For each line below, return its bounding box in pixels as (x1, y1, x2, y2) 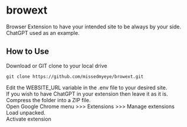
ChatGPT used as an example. (6, 29, 80, 36)
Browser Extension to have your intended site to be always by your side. (6, 23, 182, 30)
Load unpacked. (6, 109, 46, 116)
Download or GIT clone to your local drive (6, 62, 107, 69)
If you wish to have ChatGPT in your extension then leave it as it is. (6, 90, 168, 97)
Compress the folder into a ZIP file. (6, 96, 91, 103)
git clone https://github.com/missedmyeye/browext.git (6, 73, 144, 80)
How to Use (6, 47, 50, 57)
